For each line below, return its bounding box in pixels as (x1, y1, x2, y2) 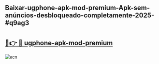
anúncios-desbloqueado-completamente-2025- (5, 12, 155, 20)
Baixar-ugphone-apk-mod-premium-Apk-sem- (5, 4, 150, 12)
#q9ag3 (5, 19, 29, 27)
